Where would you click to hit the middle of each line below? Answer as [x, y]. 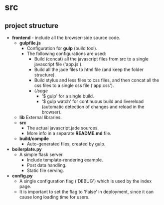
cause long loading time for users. [54, 197]
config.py [22, 176]
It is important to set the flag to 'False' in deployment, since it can [86, 192]
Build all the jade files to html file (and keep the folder [89, 69]
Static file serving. [45, 170]
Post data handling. [47, 165]
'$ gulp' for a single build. [68, 96]
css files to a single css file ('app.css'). [74, 85]
